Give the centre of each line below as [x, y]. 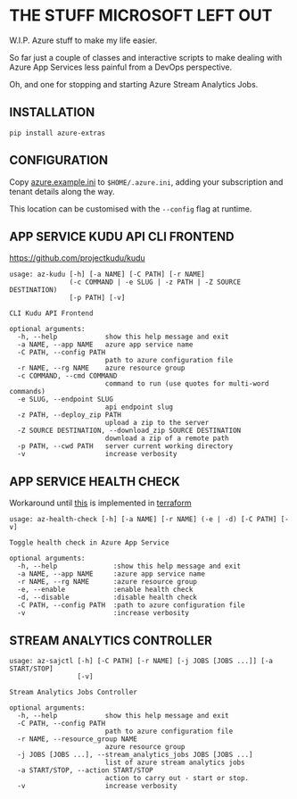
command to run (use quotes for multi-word [187, 384]
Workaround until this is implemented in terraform [100, 503]
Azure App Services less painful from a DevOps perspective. [121, 67]
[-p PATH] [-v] [97, 298]
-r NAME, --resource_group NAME [78, 739]
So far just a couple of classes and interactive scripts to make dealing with [146, 57]
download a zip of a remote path [167, 438]
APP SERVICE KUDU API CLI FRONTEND [122, 236]
